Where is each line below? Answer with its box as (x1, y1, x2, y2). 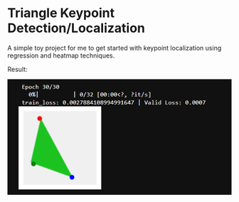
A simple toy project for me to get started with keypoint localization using (7, 43, 222, 52)
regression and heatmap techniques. (7, 51, 115, 60)
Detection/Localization (7, 20, 146, 36)
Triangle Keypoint (7, 5, 115, 21)
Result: (7, 65, 28, 73)
